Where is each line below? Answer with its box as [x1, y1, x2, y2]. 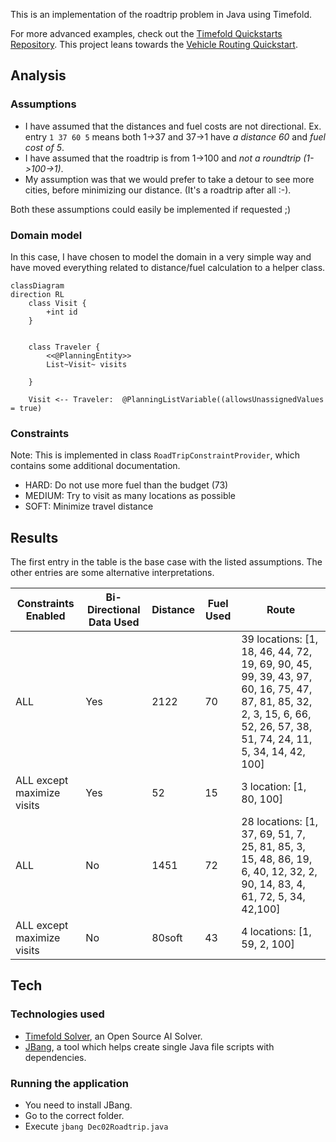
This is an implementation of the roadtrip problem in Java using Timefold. [10, 9, 312, 20]
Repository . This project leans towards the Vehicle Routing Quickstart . [10, 39, 298, 50]
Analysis [10, 67, 67, 84]
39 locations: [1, [241, 632, 319, 646]
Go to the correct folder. [24, 1110, 125, 1122]
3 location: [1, [241, 780, 307, 794]
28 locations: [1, [241, 815, 319, 829]
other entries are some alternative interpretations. [10, 567, 215, 579]
